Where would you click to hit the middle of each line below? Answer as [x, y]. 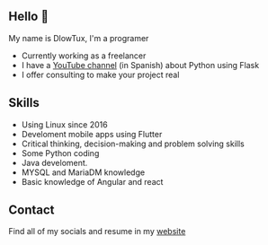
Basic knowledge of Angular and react [92, 181]
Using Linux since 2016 [65, 124]
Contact [31, 210]
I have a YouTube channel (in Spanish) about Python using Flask [140, 65]
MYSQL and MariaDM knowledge [83, 172]
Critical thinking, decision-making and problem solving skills [133, 144]
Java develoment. [54, 162]
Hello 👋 [29, 17]
